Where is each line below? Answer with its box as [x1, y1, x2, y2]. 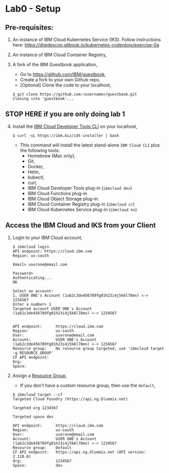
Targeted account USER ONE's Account [12, 306, 92, 311]
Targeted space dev [12, 414, 54, 419]
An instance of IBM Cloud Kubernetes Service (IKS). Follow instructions [12, 36, 161, 42]
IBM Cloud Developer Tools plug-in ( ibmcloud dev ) [27, 185, 132, 191]
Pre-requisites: [5, 23, 54, 32]
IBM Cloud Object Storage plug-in [27, 196, 98, 202]
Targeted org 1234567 [12, 405, 58, 410]
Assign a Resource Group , [12, 372, 67, 379]
